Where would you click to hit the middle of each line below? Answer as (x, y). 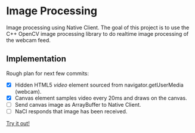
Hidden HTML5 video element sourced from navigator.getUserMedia (99, 85)
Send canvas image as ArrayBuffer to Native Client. (78, 104)
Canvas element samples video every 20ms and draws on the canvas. (101, 98)
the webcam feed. (28, 40)
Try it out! (18, 123)
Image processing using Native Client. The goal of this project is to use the (98, 27)
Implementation (36, 59)
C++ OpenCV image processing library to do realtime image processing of (97, 33)
